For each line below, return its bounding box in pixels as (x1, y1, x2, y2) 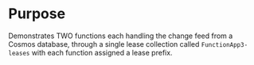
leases (8, 49, 30, 57)
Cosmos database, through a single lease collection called (8, 39, 200, 48)
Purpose (8, 5, 66, 23)
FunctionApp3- (201, 40, 248, 48)
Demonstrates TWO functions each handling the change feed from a (8, 31, 233, 40)
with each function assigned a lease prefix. (31, 48, 173, 57)
